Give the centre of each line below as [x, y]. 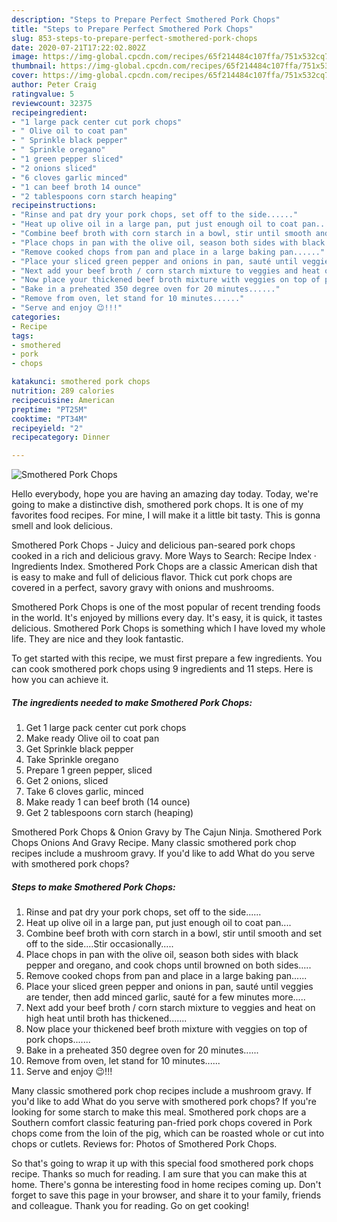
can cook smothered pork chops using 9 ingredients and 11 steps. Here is [162, 669]
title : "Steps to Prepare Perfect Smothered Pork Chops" [132, 29]
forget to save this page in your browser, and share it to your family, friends [166, 1195]
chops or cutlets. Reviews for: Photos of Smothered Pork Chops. [144, 1144]
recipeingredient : [49, 112]
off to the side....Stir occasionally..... [99, 944]
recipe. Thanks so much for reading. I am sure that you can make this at [159, 1174]
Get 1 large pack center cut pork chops [106, 728]
